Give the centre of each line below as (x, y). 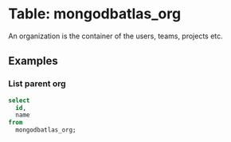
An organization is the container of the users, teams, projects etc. (115, 36)
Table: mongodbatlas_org (95, 14)
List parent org (37, 84)
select (19, 101)
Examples (33, 61)
